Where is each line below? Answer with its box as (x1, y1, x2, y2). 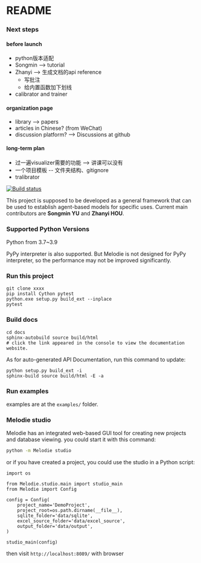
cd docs (6, 329, 26, 335)
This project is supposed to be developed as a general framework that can (6, 196, 192, 204)
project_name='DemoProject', (17, 502, 91, 508)
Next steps (6, 25, 39, 34)
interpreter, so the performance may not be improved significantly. (6, 257, 171, 264)
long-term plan (6, 145, 45, 152)
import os (6, 470, 31, 476)
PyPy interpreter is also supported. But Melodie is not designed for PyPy (6, 250, 187, 258)
